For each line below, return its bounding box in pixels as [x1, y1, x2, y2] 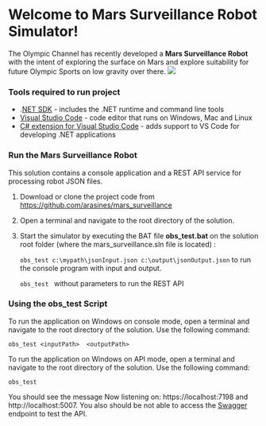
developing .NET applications [19, 130, 117, 140]
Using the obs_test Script [8, 298, 108, 309]
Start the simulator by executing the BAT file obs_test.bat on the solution [19, 230, 259, 240]
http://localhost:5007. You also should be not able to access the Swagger [8, 400, 248, 410]
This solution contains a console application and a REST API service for [8, 168, 242, 177]
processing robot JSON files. [8, 176, 103, 186]
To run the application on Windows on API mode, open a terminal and [8, 354, 236, 363]
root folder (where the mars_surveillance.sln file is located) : [19, 239, 217, 249]
